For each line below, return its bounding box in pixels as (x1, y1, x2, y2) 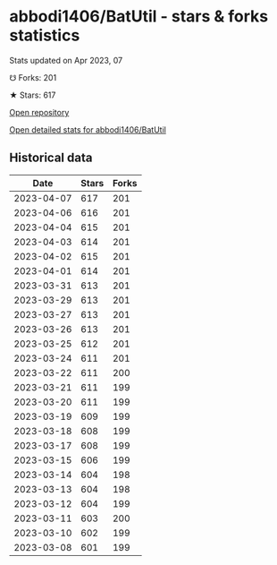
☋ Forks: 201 (9, 72, 57, 82)
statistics (9, 25, 80, 46)
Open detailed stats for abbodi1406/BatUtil (9, 124, 167, 135)
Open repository (9, 107, 70, 117)
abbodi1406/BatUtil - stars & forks (9, 6, 269, 27)
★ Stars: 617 (9, 90, 56, 100)
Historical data (9, 150, 93, 166)
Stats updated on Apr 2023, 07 (9, 55, 123, 65)
